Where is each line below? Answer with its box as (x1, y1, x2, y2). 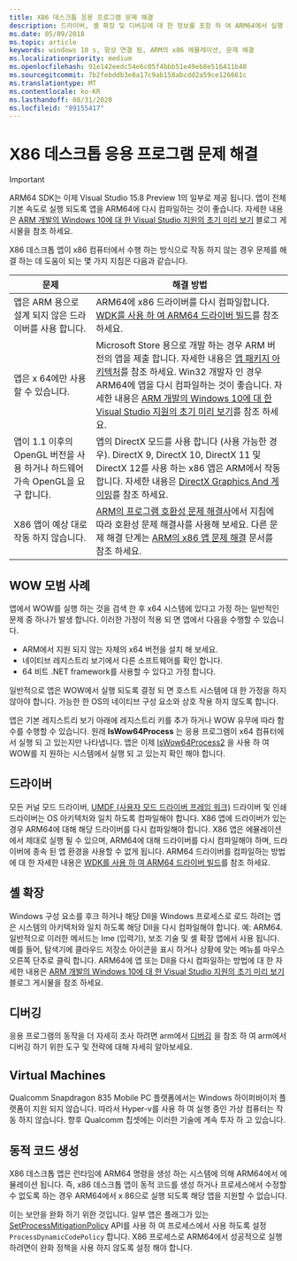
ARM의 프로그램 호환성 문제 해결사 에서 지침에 (95, 506, 275, 518)
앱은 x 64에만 (13, 373, 68, 385)
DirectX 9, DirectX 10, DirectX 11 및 (111, 449, 262, 461)
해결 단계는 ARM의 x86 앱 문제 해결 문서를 (106, 532, 274, 545)
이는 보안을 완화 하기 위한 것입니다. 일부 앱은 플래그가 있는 (9, 1210, 209, 1220)
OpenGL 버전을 (13, 449, 75, 461)
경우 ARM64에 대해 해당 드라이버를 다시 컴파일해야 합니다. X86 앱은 (9, 824, 245, 834)
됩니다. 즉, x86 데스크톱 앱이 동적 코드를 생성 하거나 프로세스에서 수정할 (39, 1180, 287, 1190)
